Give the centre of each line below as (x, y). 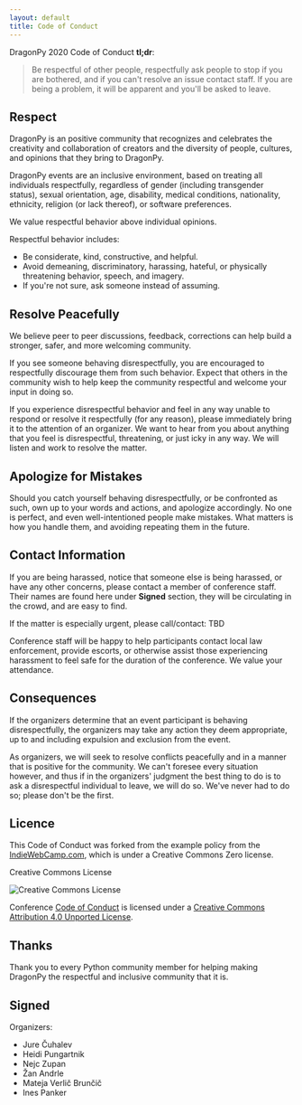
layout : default (40, 18)
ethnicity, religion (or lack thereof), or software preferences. (121, 204)
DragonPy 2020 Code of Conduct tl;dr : (82, 52)
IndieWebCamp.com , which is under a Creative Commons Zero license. (142, 855)
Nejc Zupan (44, 1064)
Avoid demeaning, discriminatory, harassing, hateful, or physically (145, 267)
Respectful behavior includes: (64, 240)
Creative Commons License (61, 873)
